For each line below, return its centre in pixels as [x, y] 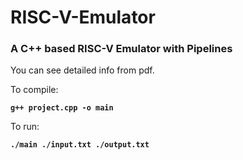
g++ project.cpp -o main [62, 108]
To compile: [34, 90]
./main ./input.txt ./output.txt [80, 145]
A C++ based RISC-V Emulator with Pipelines [121, 49]
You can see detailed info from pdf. [82, 70]
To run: [25, 127]
